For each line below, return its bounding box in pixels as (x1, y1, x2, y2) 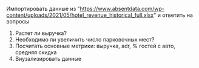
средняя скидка (15, 49, 57, 56)
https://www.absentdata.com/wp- (79, 5, 165, 12)
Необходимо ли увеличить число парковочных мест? (15, 36, 155, 43)
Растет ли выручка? (15, 29, 67, 37)
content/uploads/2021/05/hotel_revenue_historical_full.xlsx (6, 11, 154, 19)
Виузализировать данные (15, 55, 82, 62)
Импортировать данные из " (6, 5, 80, 12)
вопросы (6, 18, 29, 25)
